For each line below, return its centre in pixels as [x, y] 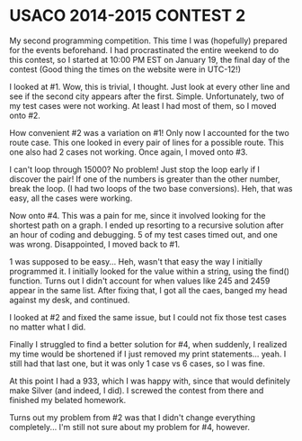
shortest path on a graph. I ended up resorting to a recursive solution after [147, 225]
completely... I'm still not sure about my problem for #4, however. [129, 427]
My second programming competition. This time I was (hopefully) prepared [148, 40]
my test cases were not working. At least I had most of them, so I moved [143, 105]
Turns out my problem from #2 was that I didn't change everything [133, 417]
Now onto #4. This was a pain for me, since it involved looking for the [138, 215]
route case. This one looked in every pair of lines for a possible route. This [147, 142]
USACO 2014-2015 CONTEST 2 [128, 16]
